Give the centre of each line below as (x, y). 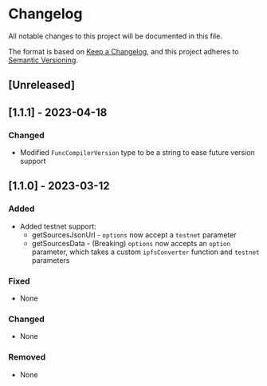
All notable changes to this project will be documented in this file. (116, 36)
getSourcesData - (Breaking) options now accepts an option (131, 243)
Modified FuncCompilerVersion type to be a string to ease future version (137, 153)
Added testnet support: (58, 226)
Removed (27, 357)
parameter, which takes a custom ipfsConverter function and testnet (145, 252)
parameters (51, 260)
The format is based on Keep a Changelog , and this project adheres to (124, 51)
